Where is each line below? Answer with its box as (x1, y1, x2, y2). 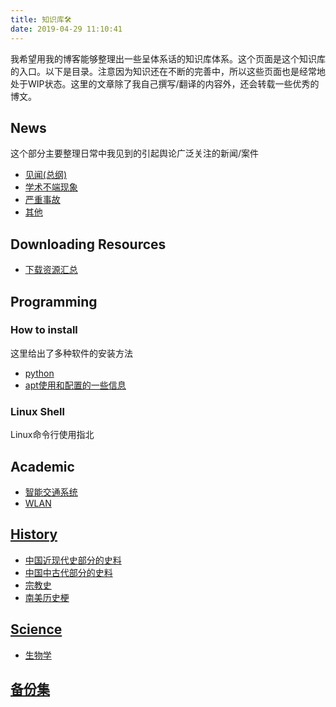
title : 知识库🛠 (10, 14, 72, 25)
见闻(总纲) (24, 169, 68, 181)
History (10, 526, 58, 543)
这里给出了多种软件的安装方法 (10, 347, 133, 359)
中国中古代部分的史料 (24, 566, 113, 578)
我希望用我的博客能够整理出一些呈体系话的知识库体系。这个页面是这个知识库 (10, 52, 326, 65)
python (24, 367, 55, 379)
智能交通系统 (24, 486, 78, 498)
